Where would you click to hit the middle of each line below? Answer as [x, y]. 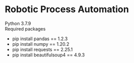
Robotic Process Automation [67, 9]
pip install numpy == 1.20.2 [41, 44]
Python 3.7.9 [18, 23]
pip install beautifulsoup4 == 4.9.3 [48, 55]
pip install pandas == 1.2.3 [40, 39]
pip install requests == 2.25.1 [42, 49]
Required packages [25, 28]
